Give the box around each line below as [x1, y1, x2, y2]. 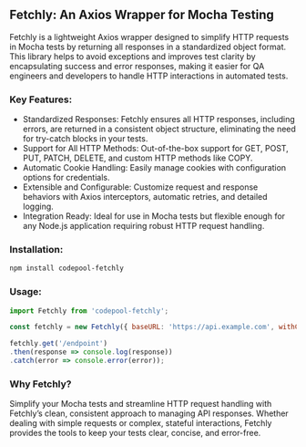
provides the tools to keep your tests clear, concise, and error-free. [9, 428, 261, 439]
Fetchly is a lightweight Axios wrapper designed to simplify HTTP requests [9, 31, 290, 42]
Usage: [9, 286, 43, 298]
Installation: [9, 244, 64, 256]
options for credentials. [22, 172, 110, 183]
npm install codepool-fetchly [9, 264, 125, 273]
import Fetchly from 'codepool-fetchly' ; [9, 306, 169, 316]
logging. [22, 201, 55, 213]
